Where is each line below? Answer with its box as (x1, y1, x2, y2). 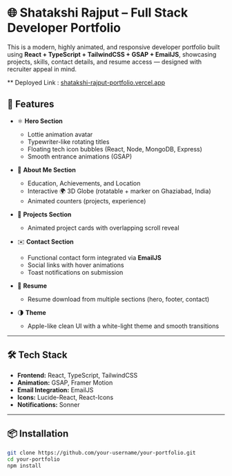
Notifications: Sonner (17, 400, 80, 409)
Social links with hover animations (27, 261, 124, 269)
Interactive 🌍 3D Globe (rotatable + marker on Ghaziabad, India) (27, 187, 212, 195)
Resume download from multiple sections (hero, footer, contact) (27, 295, 210, 303)
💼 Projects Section (17, 210, 72, 219)
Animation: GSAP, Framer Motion (17, 378, 113, 387)
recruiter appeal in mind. (7, 64, 77, 73)
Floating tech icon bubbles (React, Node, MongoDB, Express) (27, 145, 202, 153)
